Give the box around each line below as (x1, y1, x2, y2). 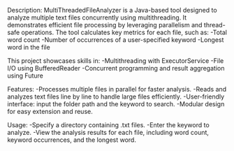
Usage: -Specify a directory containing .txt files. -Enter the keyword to (7, 121, 210, 129)
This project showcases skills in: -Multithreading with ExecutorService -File (7, 57, 224, 65)
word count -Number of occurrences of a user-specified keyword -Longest (7, 36, 224, 44)
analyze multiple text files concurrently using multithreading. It (7, 13, 187, 22)
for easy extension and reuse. (7, 108, 93, 115)
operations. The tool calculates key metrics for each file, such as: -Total (21, 28, 227, 36)
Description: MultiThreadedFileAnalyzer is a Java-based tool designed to (7, 6, 218, 14)
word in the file (7, 43, 50, 51)
